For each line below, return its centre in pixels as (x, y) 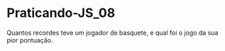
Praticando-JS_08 (61, 13)
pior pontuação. (30, 40)
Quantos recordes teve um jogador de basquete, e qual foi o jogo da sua (112, 33)
